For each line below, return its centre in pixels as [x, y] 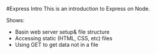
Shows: [16, 20]
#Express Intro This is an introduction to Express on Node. [78, 9]
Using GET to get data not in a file [57, 45]
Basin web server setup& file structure [62, 32]
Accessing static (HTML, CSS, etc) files [64, 38]
